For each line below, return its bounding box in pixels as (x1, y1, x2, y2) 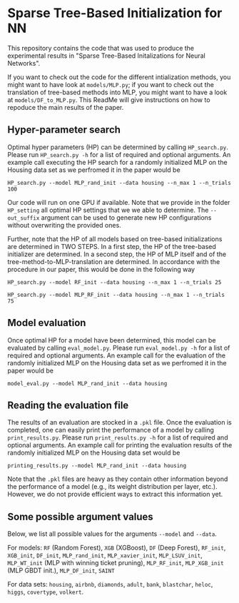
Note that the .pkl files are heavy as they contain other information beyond (7, 475, 228, 483)
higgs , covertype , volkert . (7, 587, 84, 597)
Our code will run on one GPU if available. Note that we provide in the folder (7, 198, 230, 206)
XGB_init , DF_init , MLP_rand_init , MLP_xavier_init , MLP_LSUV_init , (7, 551, 203, 559)
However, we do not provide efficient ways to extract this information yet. (7, 490, 223, 499)
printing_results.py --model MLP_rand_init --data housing (7, 462, 187, 470)
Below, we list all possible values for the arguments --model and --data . (7, 529, 218, 538)
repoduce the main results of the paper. (7, 103, 124, 111)
